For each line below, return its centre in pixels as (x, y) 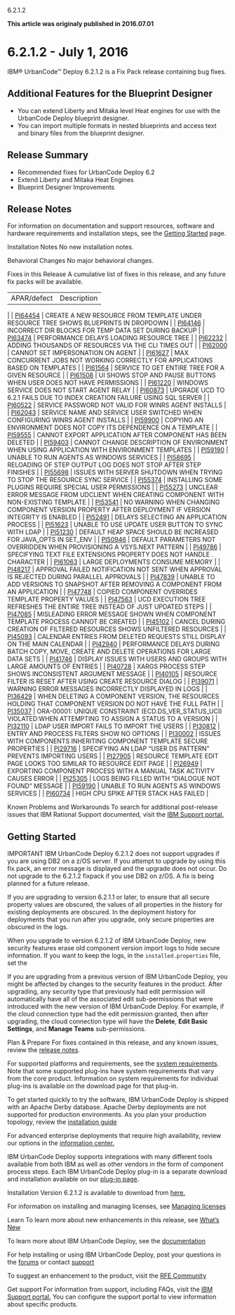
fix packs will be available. (45, 282)
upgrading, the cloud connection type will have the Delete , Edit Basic (108, 1021)
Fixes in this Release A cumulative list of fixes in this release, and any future (116, 274)
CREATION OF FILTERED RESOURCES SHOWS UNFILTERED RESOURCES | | (117, 629)
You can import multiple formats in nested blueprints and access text (117, 125)
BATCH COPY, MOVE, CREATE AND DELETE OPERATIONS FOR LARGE (109, 652)
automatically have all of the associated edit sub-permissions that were (110, 999)
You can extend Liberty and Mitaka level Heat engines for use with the (119, 110)
